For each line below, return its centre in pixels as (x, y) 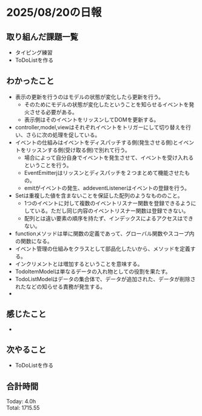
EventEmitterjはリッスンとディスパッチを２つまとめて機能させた (104, 172)
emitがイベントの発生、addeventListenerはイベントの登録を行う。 (107, 188)
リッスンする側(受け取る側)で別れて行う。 (78, 150)
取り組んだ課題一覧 (42, 37)
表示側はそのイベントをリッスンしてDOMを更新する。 (92, 120)
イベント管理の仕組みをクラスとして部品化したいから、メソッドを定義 (103, 248)
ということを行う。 (48, 165)
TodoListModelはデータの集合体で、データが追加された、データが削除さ (105, 279)
